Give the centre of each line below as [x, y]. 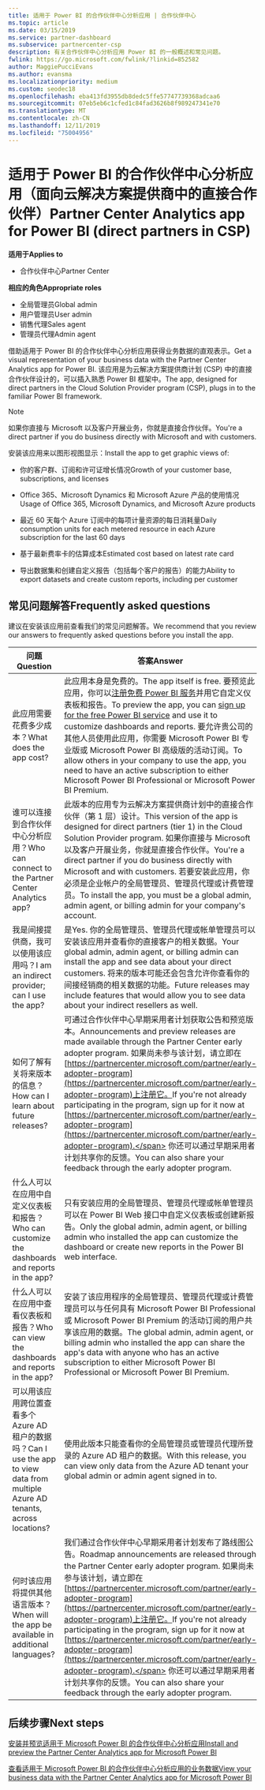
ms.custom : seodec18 [42, 89]
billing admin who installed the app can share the [155, 1342]
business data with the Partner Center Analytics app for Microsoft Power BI [130, 1777]
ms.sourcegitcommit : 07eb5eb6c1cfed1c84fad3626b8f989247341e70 [114, 103]
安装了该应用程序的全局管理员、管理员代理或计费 [155, 1297]
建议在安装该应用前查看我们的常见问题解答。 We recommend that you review [132, 626]
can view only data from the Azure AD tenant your [157, 1466]
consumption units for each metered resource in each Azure [117, 529]
